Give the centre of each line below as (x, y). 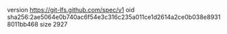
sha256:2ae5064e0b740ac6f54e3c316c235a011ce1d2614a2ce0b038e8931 (114, 17)
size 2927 (54, 24)
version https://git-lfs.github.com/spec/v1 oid (71, 10)
